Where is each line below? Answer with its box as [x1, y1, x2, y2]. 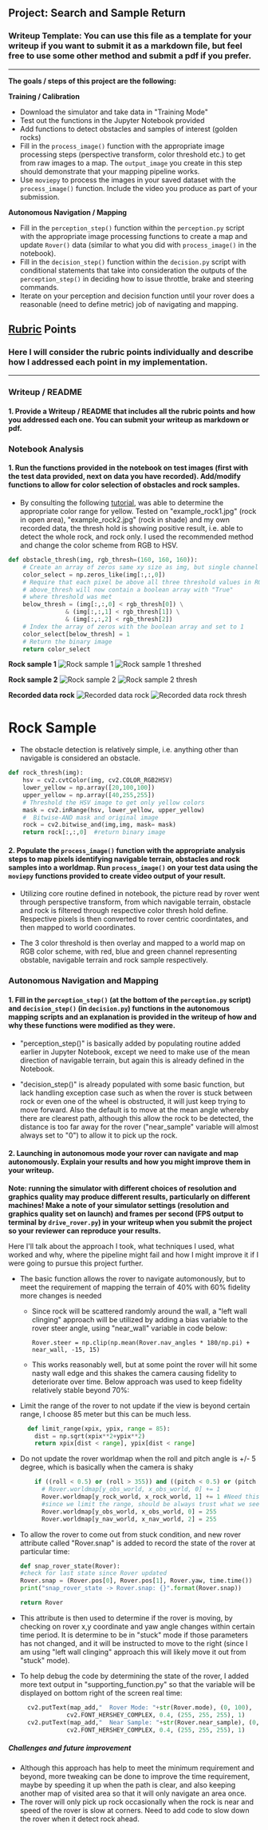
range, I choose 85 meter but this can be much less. [19, 1409, 191, 1418]
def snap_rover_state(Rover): [19, 1562, 121, 1570]
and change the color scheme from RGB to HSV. [19, 540, 178, 550]
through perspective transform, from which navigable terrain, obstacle [19, 897, 251, 907]
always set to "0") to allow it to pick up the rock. [19, 1130, 178, 1140]
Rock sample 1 [8, 660, 57, 669]
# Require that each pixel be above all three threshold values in [22, 578, 251, 586]
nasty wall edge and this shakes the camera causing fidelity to [31, 1368, 237, 1377]
